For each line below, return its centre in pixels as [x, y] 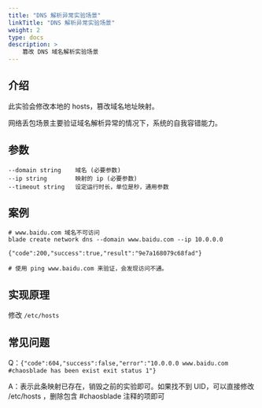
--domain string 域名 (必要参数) [65, 170]
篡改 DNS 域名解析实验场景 [61, 52]
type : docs [26, 37]
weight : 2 [24, 30]
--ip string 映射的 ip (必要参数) [73, 178]
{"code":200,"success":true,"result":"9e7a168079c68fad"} [105, 254]
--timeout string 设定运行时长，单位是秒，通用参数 [89, 187]
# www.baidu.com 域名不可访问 [54, 233]
